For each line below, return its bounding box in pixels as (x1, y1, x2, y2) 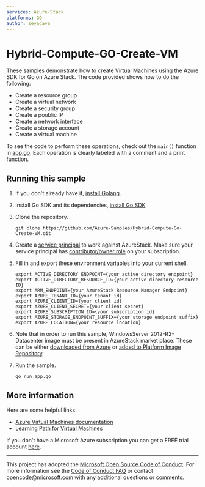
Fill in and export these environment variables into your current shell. (15, 259, 188, 267)
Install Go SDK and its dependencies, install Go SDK (15, 201, 146, 209)
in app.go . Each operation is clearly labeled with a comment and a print (6, 149, 185, 157)
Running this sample (6, 173, 86, 184)
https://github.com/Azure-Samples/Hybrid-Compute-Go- (42, 225, 182, 231)
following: (6, 80, 31, 87)
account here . (6, 443, 41, 450)
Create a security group (15, 105, 75, 112)
